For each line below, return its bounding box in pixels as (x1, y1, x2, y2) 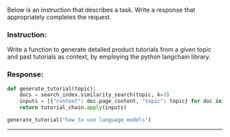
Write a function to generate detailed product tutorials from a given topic (7, 46, 212, 54)
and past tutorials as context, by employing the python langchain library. (7, 52, 211, 61)
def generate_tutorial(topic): (7, 85, 97, 92)
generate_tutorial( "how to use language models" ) (7, 117, 152, 123)
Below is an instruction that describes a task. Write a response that (7, 6, 196, 14)
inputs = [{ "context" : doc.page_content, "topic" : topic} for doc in (19, 98, 222, 105)
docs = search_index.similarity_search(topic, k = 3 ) (19, 91, 170, 98)
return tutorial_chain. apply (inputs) (19, 104, 127, 111)
